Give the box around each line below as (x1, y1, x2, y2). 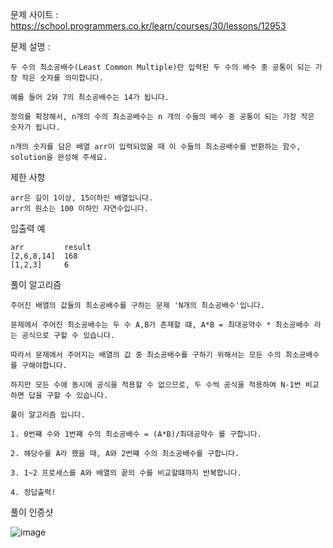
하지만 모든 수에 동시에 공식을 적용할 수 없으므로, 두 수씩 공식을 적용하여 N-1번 (10, 380, 302, 390)
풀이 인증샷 (10, 506, 54, 518)
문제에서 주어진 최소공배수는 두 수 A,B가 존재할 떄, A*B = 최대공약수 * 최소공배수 (10, 320, 310, 330)
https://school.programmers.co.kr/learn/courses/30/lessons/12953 (10, 20, 287, 32)
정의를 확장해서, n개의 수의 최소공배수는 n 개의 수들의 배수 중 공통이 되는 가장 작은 (10, 112, 315, 122)
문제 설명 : (10, 41, 51, 52)
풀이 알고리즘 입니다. (10, 410, 86, 420)
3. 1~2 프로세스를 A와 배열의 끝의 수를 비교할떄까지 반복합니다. (10, 468, 242, 478)
